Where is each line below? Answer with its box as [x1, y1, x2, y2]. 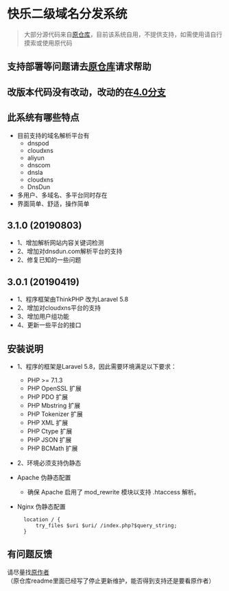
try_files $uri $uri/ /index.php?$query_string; [35, 522, 178, 529]
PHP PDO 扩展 [27, 392, 69, 401]
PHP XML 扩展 [27, 418, 69, 426]
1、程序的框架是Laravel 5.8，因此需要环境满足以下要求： [16, 362, 177, 370]
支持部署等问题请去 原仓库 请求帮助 [7, 61, 152, 73]
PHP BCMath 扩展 [27, 444, 78, 453]
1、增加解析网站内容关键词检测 [16, 239, 104, 247]
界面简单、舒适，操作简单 [16, 200, 90, 208]
